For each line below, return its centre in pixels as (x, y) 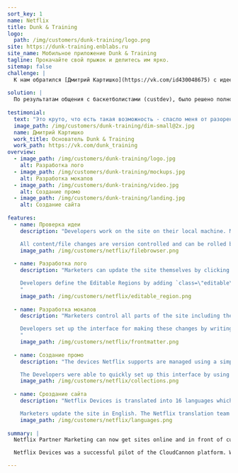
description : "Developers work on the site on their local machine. (123, 231)
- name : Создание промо (49, 355)
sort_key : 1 (25, 14)
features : (22, 218)
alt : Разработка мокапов (57, 178)
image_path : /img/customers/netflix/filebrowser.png (100, 251)
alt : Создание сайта (50, 205)
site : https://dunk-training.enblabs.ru (68, 47)
